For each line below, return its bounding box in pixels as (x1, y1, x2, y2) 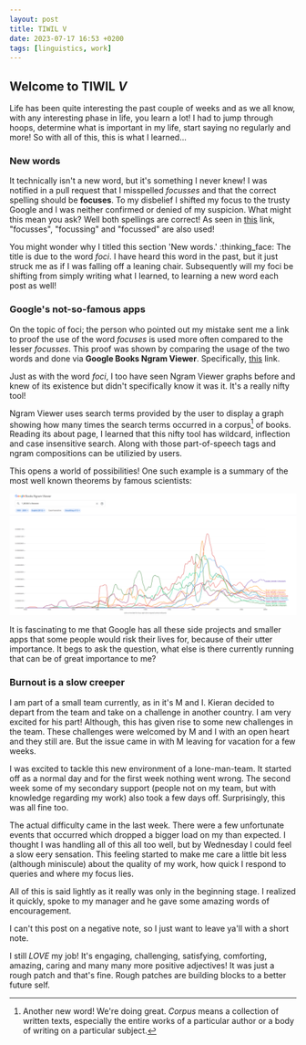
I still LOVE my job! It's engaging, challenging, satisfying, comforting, (9, 950, 267, 961)
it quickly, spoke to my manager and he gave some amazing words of (9, 895, 270, 906)
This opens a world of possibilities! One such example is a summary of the (9, 465, 289, 476)
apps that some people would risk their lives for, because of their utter (9, 634, 273, 645)
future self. (9, 979, 50, 990)
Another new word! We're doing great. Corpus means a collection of (22, 1005, 280, 1017)
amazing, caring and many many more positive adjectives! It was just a (9, 959, 275, 971)
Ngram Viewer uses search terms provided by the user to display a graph (9, 407, 284, 419)
